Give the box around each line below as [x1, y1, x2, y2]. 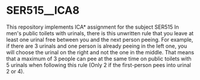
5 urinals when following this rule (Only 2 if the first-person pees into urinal [6, 61, 192, 69]
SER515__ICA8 [6, 4, 80, 17]
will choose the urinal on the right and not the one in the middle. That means [6, 48, 195, 56]
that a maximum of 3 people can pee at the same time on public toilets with [6, 55, 192, 62]
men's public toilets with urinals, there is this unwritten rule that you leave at [6, 29, 194, 36]
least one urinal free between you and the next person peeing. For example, [6, 36, 193, 43]
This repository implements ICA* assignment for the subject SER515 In [6, 23, 180, 30]
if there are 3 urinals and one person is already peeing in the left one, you [6, 42, 187, 50]
